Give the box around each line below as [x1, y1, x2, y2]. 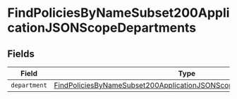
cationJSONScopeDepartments [7, 20, 197, 36]
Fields [7, 48, 35, 60]
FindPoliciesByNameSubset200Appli [7, 5, 230, 21]
